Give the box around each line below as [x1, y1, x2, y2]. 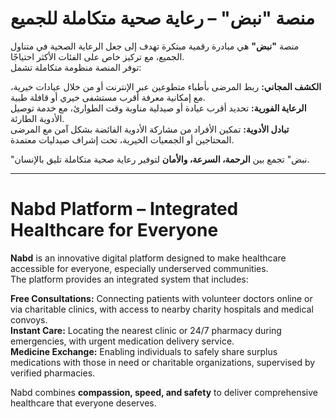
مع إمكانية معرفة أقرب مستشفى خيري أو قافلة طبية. [10, 91, 206, 103]
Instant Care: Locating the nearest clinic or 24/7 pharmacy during [10, 324, 282, 336]
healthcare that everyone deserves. [10, 397, 157, 409]
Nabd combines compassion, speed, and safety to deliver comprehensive [10, 386, 318, 398]
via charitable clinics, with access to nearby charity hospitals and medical [10, 303, 314, 315]
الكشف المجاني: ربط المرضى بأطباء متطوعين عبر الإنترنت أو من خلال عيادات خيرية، [10, 80, 322, 92]
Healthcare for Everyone [10, 219, 219, 242]
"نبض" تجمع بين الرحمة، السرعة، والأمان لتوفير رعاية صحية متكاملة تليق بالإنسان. [10, 153, 310, 165]
